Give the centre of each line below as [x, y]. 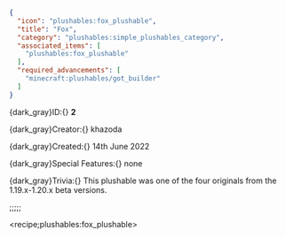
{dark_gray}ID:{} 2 [43, 111]
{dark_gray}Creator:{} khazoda [66, 129]
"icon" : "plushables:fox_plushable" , [87, 21]
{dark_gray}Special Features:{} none [76, 163]
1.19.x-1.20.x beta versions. [58, 189]
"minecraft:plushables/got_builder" [93, 79]
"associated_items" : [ [59, 46]
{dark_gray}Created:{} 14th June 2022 [79, 146]
